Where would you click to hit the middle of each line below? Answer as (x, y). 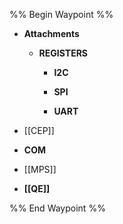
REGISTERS (63, 53)
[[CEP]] (39, 130)
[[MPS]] (40, 169)
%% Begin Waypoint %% (61, 14)
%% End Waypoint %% (57, 208)
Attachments (51, 33)
